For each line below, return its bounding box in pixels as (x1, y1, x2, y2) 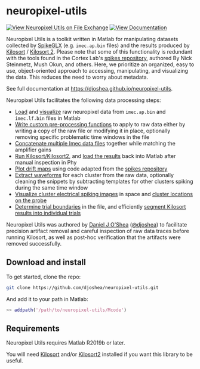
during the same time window (14, 184, 88, 191)
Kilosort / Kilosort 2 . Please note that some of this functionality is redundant (6, 48, 193, 55)
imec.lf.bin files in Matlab (14, 114, 81, 122)
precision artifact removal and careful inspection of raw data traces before (6, 227, 189, 234)
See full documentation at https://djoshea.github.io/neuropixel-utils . (6, 85, 173, 92)
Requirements (6, 323, 60, 333)
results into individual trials (14, 209, 81, 216)
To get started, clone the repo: (6, 273, 81, 280)
